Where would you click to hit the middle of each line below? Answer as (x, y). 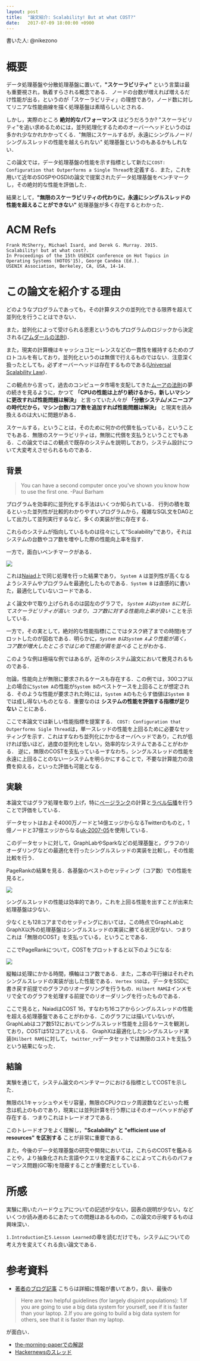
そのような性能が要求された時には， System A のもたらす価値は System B (103, 694)
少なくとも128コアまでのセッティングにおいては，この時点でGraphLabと (95, 922)
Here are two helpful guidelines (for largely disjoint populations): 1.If (104, 1300)
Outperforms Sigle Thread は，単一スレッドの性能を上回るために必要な (93, 729)
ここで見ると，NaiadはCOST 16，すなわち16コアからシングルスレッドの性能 (100, 1008)
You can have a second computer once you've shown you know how (105, 485)
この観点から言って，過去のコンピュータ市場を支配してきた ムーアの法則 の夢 (99, 385)
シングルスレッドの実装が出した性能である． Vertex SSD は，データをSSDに (98, 981)
